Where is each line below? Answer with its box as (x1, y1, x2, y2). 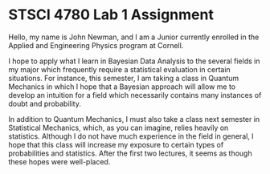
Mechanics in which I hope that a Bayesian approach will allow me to (8, 82, 235, 91)
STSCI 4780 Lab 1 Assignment (8, 6, 215, 24)
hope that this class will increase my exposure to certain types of (8, 140, 224, 149)
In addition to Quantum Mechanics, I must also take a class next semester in (8, 114, 260, 123)
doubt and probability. (8, 99, 82, 108)
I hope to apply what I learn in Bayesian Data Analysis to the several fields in (8, 56, 260, 66)
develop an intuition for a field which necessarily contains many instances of (8, 90, 262, 99)
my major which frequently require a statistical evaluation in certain (8, 64, 231, 74)
